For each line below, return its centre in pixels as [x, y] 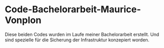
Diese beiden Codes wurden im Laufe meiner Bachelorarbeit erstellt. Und [82, 34]
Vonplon [23, 20]
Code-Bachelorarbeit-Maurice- [73, 9]
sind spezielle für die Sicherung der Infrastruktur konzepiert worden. [77, 40]
